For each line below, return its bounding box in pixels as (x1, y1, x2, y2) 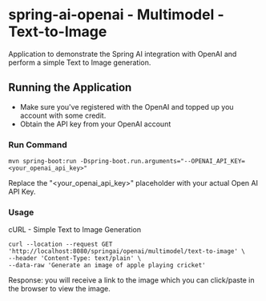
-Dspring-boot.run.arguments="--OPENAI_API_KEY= (79, 158, 246, 166)
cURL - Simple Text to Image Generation (8, 225, 142, 235)
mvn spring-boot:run (8, 158, 78, 166)
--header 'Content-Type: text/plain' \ (8, 255, 142, 263)
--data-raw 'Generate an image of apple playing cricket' (8, 262, 206, 270)
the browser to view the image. (8, 284, 111, 294)
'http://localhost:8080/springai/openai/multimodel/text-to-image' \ (8, 247, 246, 255)
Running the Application (8, 81, 132, 94)
